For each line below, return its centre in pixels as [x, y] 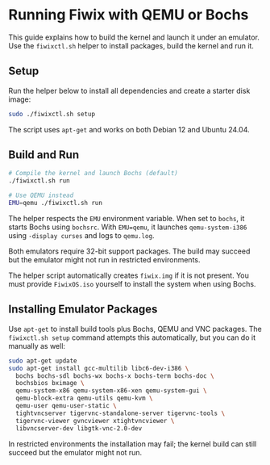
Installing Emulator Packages [83, 310]
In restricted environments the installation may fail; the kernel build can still [133, 444]
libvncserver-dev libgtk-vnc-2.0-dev [79, 428]
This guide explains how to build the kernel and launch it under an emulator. [134, 37]
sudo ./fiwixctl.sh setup [52, 114]
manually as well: [37, 346]
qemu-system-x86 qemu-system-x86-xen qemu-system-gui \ [111, 391]
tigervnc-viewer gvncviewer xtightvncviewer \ [95, 421]
